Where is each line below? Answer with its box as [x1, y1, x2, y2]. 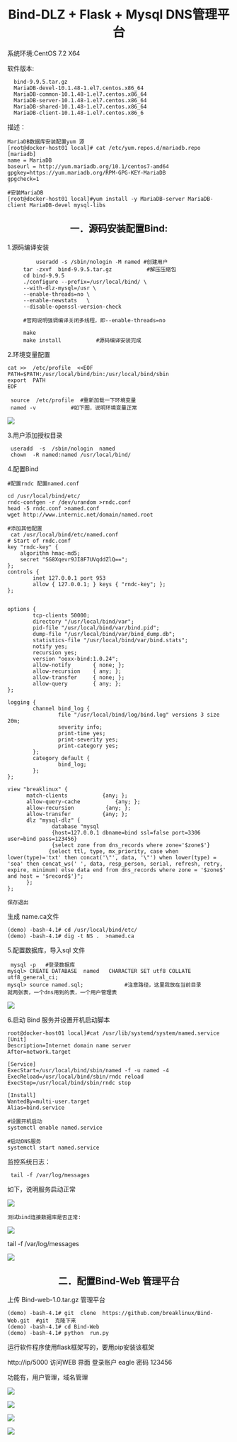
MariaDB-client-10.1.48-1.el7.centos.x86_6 [13, 109, 144, 116]
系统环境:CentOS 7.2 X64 [7, 49, 81, 57]
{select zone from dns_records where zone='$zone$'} [52, 842, 211, 849]
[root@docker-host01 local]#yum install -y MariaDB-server [7, 195, 185, 202]
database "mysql [52, 822, 100, 830]
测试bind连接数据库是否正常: [7, 1213, 81, 1221]
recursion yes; [33, 649, 78, 656]
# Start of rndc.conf [7, 537, 71, 544]
